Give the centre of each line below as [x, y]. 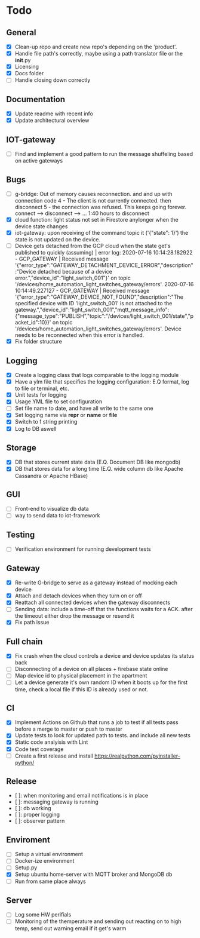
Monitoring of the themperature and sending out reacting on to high [98, 921]
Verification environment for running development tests [83, 549]
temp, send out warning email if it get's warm [70, 928]
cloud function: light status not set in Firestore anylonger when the [97, 220]
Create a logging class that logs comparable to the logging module [97, 375]
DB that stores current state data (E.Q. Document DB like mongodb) [98, 462]
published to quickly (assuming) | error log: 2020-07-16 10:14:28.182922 [104, 253]
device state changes [41, 226]
